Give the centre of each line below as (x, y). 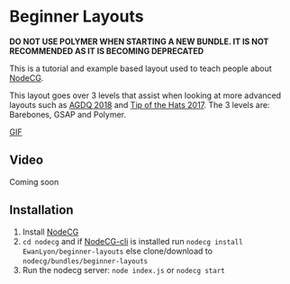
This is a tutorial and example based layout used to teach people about (140, 68)
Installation (41, 210)
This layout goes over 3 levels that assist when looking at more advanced (145, 95)
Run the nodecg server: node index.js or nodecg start (123, 270)
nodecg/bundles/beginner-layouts (85, 261)
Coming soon (34, 182)
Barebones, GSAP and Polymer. (68, 114)
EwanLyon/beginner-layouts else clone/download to (118, 251)
